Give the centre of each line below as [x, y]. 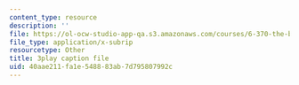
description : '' [39, 26]
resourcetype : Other [48, 50]
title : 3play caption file [59, 58]
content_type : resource [53, 17]
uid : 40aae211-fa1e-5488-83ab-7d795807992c [91, 67]
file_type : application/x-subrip [71, 42]
